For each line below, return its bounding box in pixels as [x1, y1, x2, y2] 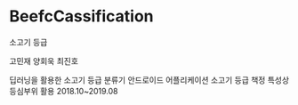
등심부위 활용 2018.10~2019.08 [9, 85, 118, 96]
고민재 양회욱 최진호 [9, 55, 78, 66]
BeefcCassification [9, 6, 154, 27]
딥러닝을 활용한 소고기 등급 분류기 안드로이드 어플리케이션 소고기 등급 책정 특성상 [9, 74, 290, 85]
